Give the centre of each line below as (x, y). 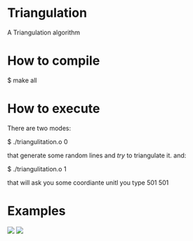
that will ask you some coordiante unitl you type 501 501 (88, 182)
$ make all (22, 80)
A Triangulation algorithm (44, 32)
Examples (36, 211)
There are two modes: (39, 128)
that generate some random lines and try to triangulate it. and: (97, 155)
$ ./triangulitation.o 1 (37, 169)
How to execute (54, 109)
